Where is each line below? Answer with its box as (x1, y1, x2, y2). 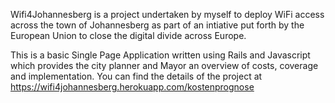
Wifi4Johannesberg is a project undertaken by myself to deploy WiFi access (10, 9, 325, 20)
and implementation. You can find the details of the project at (10, 70, 263, 82)
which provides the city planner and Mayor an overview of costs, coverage (10, 60, 319, 71)
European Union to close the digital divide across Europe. (10, 30, 247, 41)
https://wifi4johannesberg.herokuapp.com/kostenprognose (10, 81, 255, 93)
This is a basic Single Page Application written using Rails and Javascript (10, 49, 311, 61)
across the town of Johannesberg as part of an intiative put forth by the (10, 19, 305, 31)
